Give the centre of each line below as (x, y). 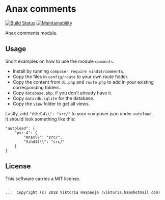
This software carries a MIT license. (43, 179)
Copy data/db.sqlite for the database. (53, 98)
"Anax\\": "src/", (43, 137)
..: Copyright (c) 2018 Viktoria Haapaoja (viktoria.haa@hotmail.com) (83, 192)
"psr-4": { (26, 133)
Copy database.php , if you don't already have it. (62, 93)
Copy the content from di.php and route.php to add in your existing (83, 82)
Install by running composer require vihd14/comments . (68, 71)
